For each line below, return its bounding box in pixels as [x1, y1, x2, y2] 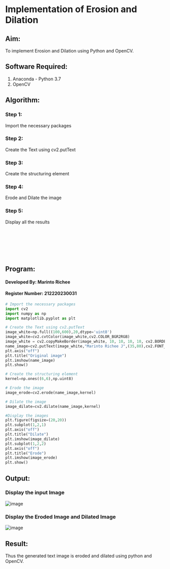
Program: [5, 265, 35, 273]
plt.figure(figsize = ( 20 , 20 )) [5, 418, 67, 423]
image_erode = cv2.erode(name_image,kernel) [5, 390, 96, 395]
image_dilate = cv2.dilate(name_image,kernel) [5, 404, 101, 409]
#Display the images [5, 413, 49, 418]
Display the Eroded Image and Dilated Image [5, 513, 116, 520]
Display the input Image [5, 489, 65, 496]
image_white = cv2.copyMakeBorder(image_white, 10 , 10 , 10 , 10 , [5, 339, 144, 344]
